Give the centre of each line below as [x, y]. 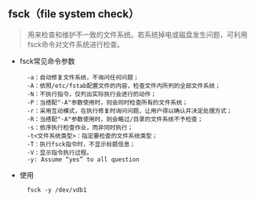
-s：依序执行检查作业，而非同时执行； [80, 127]
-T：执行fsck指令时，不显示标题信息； [81, 144]
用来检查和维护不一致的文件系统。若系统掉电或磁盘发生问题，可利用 [137, 35]
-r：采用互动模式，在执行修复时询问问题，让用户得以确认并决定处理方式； [130, 111]
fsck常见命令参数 [47, 61]
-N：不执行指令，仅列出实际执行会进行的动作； [92, 94]
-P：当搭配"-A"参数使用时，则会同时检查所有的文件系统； [107, 102]
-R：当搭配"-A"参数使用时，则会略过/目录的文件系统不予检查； [115, 119]
